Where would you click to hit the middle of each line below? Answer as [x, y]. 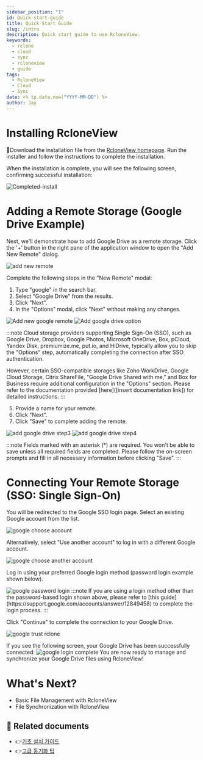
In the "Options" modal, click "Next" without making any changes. [98, 309]
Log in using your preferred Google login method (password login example [100, 573]
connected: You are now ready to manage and [96, 652]
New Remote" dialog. [33, 254]
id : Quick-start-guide [35, 18]
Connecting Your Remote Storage [93, 482]
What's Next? [42, 683]
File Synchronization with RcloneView [62, 707]
